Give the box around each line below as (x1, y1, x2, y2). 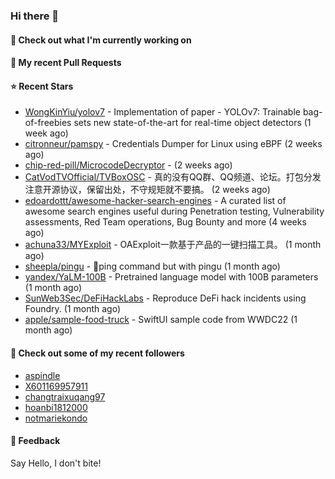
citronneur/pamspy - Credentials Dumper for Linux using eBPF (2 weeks (24, 138, 323, 150)
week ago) (24, 127, 69, 139)
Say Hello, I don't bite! (10, 457, 102, 469)
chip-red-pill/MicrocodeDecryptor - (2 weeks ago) (24, 159, 233, 171)
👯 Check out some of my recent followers (10, 347, 185, 359)
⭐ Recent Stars (10, 80, 74, 92)
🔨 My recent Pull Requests (10, 57, 122, 69)
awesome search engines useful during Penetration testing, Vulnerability (24, 205, 325, 218)
